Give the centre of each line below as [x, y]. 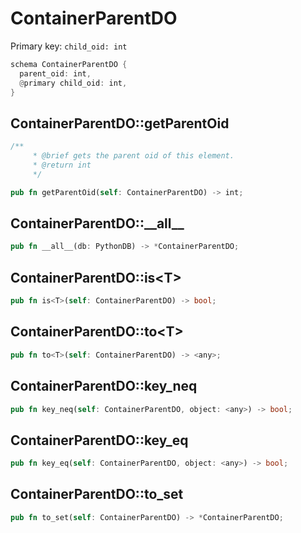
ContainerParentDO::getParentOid [120, 123]
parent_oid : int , [55, 73]
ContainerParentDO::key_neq [104, 386]
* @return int [62, 165]
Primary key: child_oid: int [69, 46]
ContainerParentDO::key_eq [99, 440]
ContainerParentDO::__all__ [97, 223]
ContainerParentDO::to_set [97, 494]
